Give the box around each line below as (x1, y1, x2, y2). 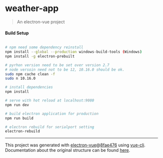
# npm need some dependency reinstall (5, 45, 83, 50)
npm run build (5, 115, 34, 121)
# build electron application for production (5, 111, 98, 116)
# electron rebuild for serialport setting (5, 124, 95, 129)
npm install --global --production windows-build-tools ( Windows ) (5, 49, 142, 55)
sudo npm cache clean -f (5, 72, 55, 76)
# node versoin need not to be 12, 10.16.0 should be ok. (5, 67, 125, 72)
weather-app (5, 3, 59, 14)
